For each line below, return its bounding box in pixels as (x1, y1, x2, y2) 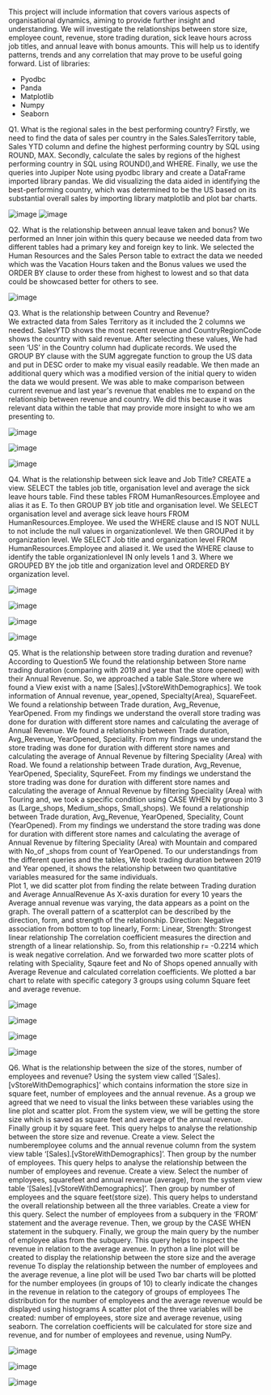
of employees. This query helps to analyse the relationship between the (8, 1158, 247, 1167)
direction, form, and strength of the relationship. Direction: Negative (8, 915, 235, 924)
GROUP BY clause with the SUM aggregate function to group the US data (8, 351, 253, 360)
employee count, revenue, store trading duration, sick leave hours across (8, 32, 252, 42)
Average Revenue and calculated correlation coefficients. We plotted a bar (8, 967, 256, 976)
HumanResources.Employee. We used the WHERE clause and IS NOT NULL (8, 518, 260, 527)
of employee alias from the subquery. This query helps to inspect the (8, 1235, 239, 1245)
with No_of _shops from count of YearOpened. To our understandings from (8, 846, 258, 855)
